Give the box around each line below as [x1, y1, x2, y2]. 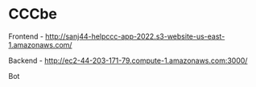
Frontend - [8, 31, 44, 41]
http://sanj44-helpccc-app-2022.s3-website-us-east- [45, 31, 225, 41]
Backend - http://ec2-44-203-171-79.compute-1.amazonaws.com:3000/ [8, 56, 248, 65]
